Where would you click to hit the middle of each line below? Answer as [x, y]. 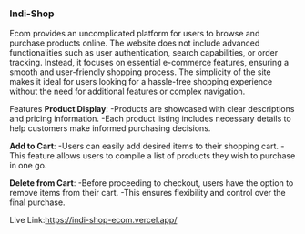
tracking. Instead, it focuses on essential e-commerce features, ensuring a [149, 63]
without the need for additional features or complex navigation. [127, 92]
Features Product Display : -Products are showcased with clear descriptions [152, 109]
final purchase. [37, 202]
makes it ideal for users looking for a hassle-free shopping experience [141, 82]
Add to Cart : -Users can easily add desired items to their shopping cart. [144, 146]
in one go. [28, 166]
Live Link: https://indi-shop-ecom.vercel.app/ [93, 220]
